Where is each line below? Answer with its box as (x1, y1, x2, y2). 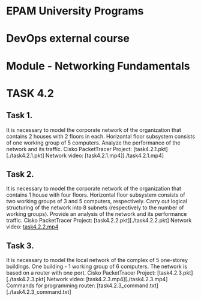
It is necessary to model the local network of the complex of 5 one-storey (6, 257, 188, 264)
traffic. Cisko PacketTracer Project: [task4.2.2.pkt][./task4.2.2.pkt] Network (6, 217, 192, 224)
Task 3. (6, 240, 34, 251)
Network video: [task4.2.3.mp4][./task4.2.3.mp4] (47, 276, 168, 283)
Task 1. (6, 110, 33, 121)
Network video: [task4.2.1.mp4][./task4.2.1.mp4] (45, 152, 164, 159)
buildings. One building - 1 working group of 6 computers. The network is (6, 263, 188, 270)
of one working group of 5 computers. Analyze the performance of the (6, 139, 181, 146)
